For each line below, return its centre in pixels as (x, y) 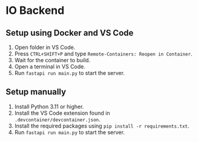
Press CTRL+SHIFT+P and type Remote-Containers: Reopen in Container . (103, 54)
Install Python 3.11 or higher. (49, 106)
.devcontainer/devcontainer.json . (57, 119)
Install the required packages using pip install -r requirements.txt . (102, 126)
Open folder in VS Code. (45, 47)
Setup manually (36, 92)
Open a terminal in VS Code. (50, 66)
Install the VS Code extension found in (62, 113)
